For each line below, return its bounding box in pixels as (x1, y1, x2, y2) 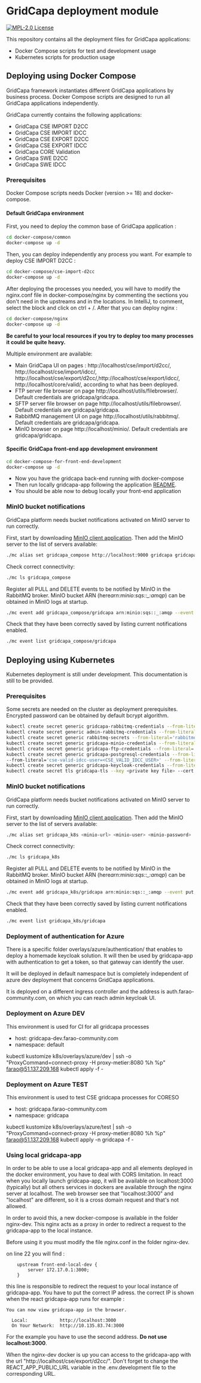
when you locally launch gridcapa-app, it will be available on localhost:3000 (6, 1177, 194, 1184)
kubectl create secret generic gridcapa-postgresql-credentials (6, 751, 170, 758)
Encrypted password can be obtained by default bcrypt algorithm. (6, 712, 169, 719)
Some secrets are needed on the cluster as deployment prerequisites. (6, 706, 178, 713)
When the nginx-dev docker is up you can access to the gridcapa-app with (6, 1351, 191, 1358)
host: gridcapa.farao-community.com (14, 1105, 108, 1113)
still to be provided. (6, 677, 54, 685)
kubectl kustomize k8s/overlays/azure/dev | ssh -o (6, 1052, 132, 1060)
